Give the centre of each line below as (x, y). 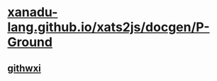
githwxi (24, 68)
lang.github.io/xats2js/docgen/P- (108, 27)
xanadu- (33, 12)
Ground (30, 42)
